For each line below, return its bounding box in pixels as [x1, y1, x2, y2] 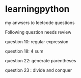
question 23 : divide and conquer [5, 67, 72, 73]
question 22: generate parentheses [5, 57, 76, 63]
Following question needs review [5, 29, 72, 35]
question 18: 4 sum [5, 48, 44, 54]
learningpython [5, 3, 70, 15]
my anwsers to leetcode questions [5, 20, 75, 26]
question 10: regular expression [5, 38, 69, 45]
